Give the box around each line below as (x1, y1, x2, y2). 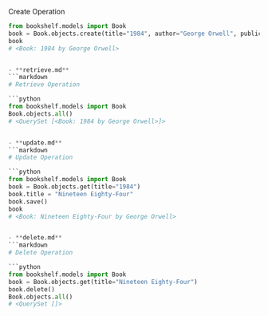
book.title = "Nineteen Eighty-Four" (8, 190, 134, 198)
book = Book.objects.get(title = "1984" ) (8, 183, 141, 191)
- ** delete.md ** (8, 234, 62, 242)
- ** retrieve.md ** (8, 65, 69, 74)
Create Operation (8, 7, 65, 16)
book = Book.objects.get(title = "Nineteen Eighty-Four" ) (8, 278, 198, 286)
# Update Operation (8, 153, 73, 162)
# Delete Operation (8, 249, 73, 257)
